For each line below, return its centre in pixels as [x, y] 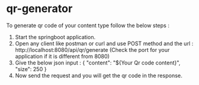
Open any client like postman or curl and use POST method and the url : [104, 43]
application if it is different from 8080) [62, 56]
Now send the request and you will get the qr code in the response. [99, 75]
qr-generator [39, 9]
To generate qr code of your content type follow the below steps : [88, 25]
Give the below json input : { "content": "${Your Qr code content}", [98, 63]
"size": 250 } [31, 69]
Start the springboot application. [55, 37]
